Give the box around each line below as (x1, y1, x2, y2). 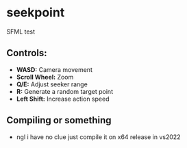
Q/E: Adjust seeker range (16, 80, 88, 88)
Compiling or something (6, 114, 112, 126)
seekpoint (6, 5, 65, 21)
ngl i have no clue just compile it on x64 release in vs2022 (16, 132, 181, 141)
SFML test (6, 27, 36, 36)
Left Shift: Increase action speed (16, 95, 110, 103)
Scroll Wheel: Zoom (16, 73, 74, 81)
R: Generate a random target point (16, 87, 114, 95)
